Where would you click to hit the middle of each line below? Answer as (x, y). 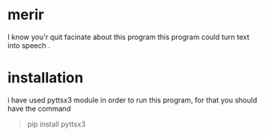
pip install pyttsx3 (56, 124)
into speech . (29, 45)
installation (46, 78)
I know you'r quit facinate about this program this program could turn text (128, 37)
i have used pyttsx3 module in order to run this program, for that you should (132, 100)
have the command (39, 108)
